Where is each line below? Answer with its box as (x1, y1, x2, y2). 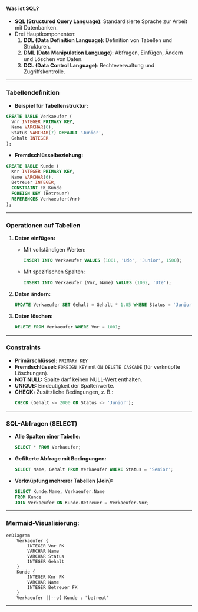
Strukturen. (23, 43, 51, 50)
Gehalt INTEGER (11, 136, 49, 141)
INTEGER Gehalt (27, 558, 65, 565)
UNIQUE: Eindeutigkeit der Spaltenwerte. (14, 382, 115, 389)
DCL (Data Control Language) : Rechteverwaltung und (23, 62, 155, 69)
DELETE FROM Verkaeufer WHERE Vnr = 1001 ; (14, 324, 121, 330)
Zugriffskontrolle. (23, 68, 65, 75)
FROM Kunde (14, 494, 42, 500)
